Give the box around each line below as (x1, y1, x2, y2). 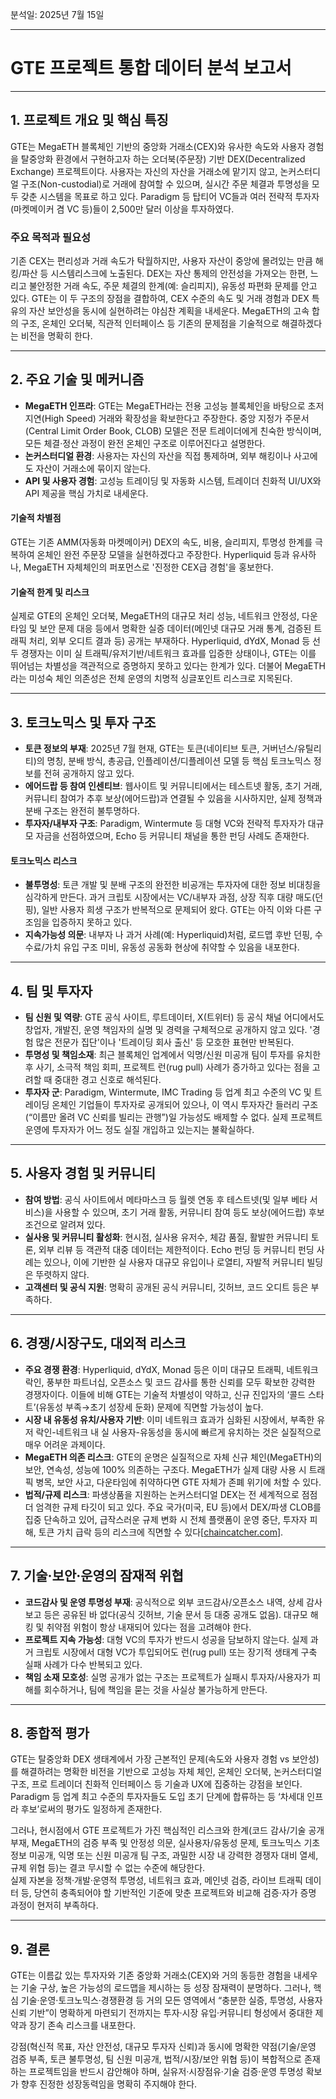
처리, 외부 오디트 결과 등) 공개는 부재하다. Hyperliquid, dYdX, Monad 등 (28, 635, 311, 647)
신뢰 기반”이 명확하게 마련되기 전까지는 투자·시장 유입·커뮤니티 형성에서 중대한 (10, 2007, 313, 2019)
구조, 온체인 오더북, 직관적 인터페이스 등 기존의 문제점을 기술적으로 (20, 318, 280, 330)
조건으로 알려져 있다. (24, 1218, 106, 1230)
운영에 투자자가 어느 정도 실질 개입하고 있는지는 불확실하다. (24, 1124, 255, 1136)
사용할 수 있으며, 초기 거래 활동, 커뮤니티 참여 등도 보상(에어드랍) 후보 (54, 1206, 325, 1218)
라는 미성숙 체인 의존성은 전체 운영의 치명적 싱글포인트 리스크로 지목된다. (10, 673, 293, 685)
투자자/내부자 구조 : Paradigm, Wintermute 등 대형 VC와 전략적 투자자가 (24, 818, 306, 830)
